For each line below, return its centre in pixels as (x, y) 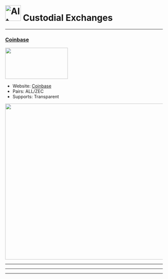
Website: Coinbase (32, 86)
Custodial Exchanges (68, 18)
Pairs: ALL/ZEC (28, 91)
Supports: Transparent (35, 97)
